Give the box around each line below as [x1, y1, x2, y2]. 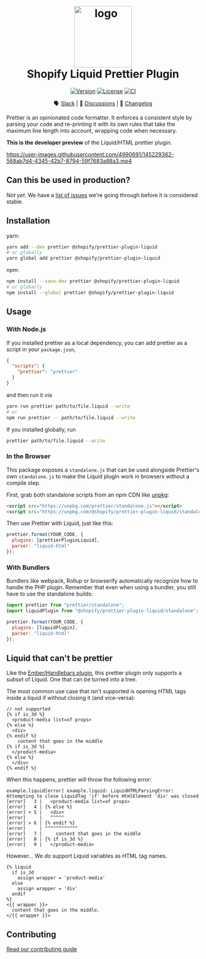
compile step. [6, 479, 41, 486]
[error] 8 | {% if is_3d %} [6, 836, 84, 842]
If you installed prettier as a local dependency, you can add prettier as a [6, 339, 188, 346]
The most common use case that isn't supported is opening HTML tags [6, 688, 186, 695]
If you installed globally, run [6, 425, 76, 433]
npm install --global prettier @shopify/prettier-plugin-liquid [6, 289, 174, 296]
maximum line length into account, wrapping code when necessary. [6, 126, 178, 134]
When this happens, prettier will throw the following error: [6, 776, 152, 783]
